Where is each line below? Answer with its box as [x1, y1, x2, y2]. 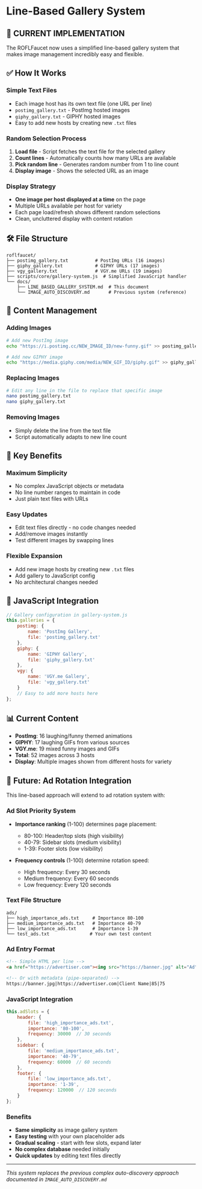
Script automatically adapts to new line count [14, 433, 127, 440]
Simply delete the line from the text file [14, 426, 111, 434]
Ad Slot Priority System [6, 807, 76, 815]
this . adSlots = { [6, 1009, 50, 1015]
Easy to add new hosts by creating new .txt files [14, 119, 137, 126]
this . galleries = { [6, 617, 55, 624]
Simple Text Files [6, 86, 57, 95]
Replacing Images [6, 374, 60, 382]
